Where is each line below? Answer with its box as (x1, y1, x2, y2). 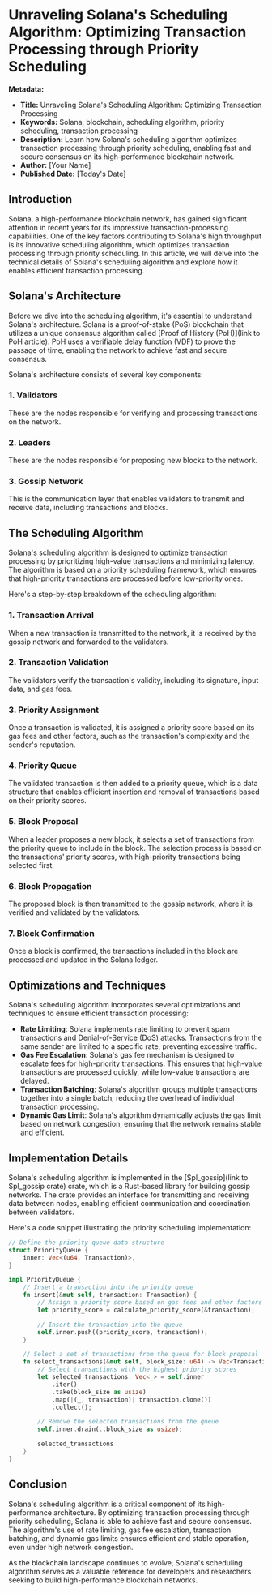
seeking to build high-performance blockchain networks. (8, 1575, 198, 1585)
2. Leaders (8, 436, 51, 448)
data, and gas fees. (8, 684, 73, 693)
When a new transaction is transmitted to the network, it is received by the (8, 628, 257, 638)
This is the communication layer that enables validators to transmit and (8, 494, 244, 504)
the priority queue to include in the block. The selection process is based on (8, 843, 262, 852)
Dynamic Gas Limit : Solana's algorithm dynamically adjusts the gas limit (19, 1110, 261, 1120)
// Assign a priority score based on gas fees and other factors (37, 1299, 263, 1307)
